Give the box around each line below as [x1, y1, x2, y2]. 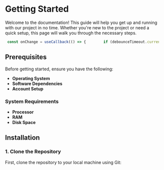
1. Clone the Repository [5, 148, 61, 155]
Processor [12, 109, 34, 115]
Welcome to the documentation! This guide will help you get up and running [5, 20, 158, 25]
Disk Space [12, 119, 36, 125]
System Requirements [5, 98, 59, 105]
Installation [5, 133, 40, 142]
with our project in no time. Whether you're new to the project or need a [5, 24, 150, 30]
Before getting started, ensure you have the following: [5, 66, 114, 72]
